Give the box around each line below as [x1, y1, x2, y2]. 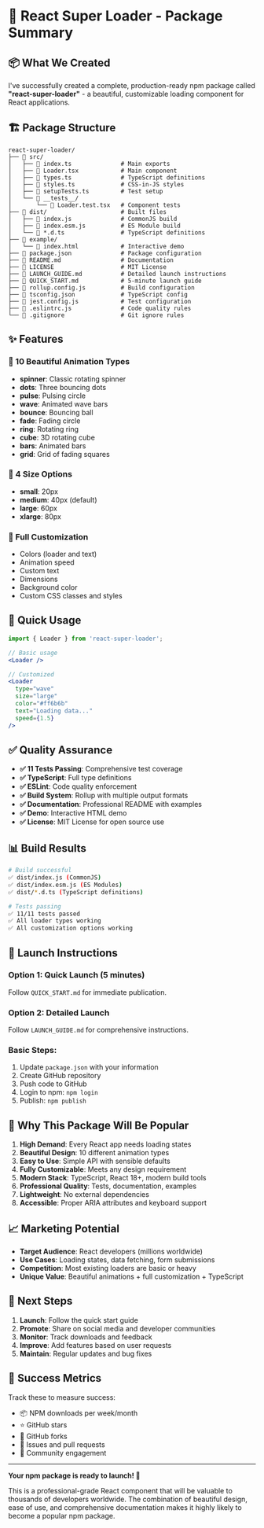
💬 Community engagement [19, 1448, 107, 1457]
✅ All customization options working [8, 924, 134, 933]
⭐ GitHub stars [19, 1419, 68, 1430]
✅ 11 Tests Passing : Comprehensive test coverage [19, 764, 183, 774]
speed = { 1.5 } [15, 714, 55, 722]
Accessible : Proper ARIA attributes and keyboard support [19, 1198, 207, 1208]
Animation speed [19, 558, 75, 567]
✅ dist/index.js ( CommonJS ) [8, 874, 102, 882]
